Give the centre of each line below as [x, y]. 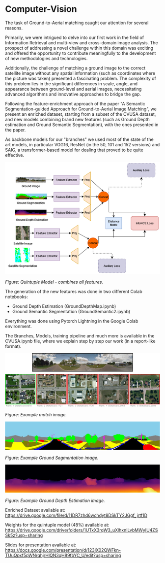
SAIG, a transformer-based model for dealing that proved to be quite [74, 150]
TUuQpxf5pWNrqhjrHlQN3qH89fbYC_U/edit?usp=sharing [63, 556]
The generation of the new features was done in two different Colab [74, 292]
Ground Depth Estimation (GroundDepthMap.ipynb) [64, 306]
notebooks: [16, 297]
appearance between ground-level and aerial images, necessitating [73, 89]
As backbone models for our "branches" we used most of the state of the [79, 139]
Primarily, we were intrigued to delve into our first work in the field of [74, 37]
